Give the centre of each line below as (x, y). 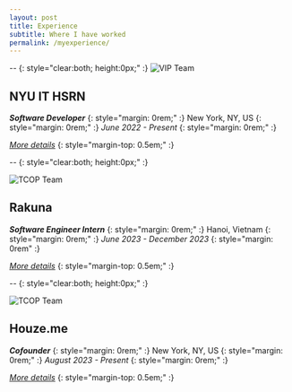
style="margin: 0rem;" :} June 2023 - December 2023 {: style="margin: (141, 239)
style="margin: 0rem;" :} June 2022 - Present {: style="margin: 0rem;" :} (143, 127)
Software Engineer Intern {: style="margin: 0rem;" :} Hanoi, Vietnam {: (140, 229)
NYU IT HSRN (47, 96)
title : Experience (43, 26)
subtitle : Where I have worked (68, 34)
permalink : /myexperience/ (60, 43)
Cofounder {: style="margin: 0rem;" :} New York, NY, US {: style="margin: (146, 350)
